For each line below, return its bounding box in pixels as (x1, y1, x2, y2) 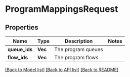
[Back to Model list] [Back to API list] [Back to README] (5, 67, 119, 73)
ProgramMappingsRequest (5, 3, 119, 15)
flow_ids (7, 54, 28, 61)
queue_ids (7, 46, 33, 53)
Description (64, 38, 93, 44)
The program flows (54, 54, 99, 61)
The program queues (54, 46, 103, 53)
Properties (5, 23, 39, 32)
